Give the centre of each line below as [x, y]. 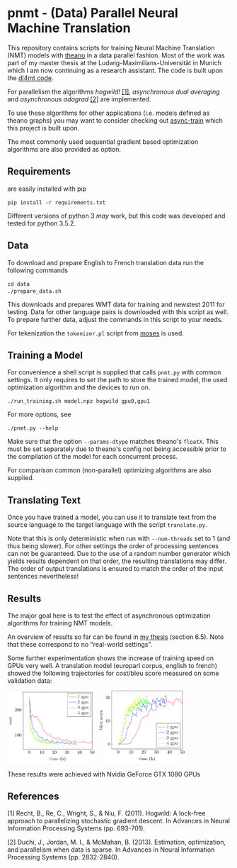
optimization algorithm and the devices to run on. [79, 387]
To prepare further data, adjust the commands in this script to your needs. [115, 319]
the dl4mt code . [30, 78]
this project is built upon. [44, 128]
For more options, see [39, 414]
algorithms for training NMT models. [60, 623]
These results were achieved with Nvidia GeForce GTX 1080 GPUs [104, 774]
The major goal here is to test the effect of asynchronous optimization [109, 616]
